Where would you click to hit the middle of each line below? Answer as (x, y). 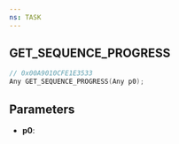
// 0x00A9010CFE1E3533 (51, 73)
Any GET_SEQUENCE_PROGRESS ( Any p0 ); (77, 82)
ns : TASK (25, 17)
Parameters (42, 109)
